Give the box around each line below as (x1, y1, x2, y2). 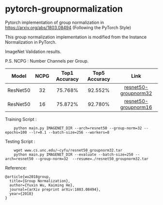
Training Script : (5, 116, 37, 122)
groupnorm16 (120, 103, 152, 110)
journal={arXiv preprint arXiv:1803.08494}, (9, 187, 101, 192)
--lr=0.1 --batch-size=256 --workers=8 (29, 130, 110, 135)
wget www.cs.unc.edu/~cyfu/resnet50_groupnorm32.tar (14, 148, 123, 153)
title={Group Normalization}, (9, 178, 70, 183)
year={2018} (9, 191, 34, 196)
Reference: (5, 165, 27, 171)
